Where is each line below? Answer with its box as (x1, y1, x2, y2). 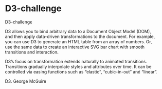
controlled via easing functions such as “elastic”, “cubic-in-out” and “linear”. (5, 69, 158, 74)
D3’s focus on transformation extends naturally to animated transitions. (5, 58, 147, 64)
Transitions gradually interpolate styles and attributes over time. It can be (5, 64, 152, 70)
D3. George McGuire (5, 78, 47, 84)
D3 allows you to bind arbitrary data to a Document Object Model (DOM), (5, 28, 151, 34)
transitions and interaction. (5, 49, 59, 55)
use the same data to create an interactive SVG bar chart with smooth (5, 44, 145, 50)
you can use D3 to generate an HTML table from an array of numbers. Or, (5, 38, 152, 44)
